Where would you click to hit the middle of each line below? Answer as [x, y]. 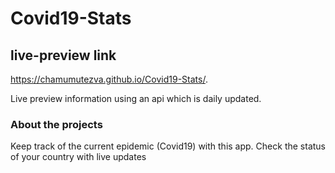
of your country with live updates [78, 157]
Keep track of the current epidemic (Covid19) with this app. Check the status [168, 146]
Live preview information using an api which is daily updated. [136, 98]
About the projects [56, 124]
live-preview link [63, 55]
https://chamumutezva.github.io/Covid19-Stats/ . [109, 79]
